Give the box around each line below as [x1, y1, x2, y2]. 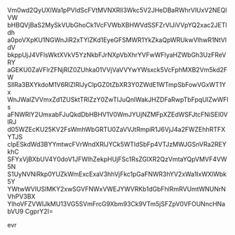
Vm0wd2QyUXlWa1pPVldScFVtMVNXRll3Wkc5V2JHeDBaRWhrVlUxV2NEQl [7, 6, 227, 14]
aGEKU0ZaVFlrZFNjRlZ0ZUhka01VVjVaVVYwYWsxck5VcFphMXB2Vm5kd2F [7, 66, 228, 74]
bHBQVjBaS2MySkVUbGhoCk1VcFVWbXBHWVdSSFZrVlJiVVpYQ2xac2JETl [7, 21, 227, 29]
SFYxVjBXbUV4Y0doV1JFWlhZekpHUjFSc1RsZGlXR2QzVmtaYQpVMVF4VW [7, 155, 227, 163]
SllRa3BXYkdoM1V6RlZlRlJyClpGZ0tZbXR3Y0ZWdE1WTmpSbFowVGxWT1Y [7, 81, 227, 88]
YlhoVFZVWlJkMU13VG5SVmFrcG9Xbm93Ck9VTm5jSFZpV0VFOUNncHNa [7, 200, 226, 208]
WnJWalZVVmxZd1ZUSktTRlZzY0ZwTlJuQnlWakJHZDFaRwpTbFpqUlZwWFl [7, 95, 229, 104]
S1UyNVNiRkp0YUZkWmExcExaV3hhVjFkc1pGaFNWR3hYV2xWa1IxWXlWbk [7, 170, 227, 178]
